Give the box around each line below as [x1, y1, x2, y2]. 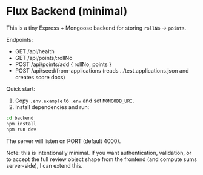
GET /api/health [15, 47, 55, 55]
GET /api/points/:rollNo [15, 54, 73, 61]
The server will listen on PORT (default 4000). [6, 137, 121, 145]
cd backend [6, 115, 34, 121]
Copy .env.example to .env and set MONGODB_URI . [15, 97, 135, 104]
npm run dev [6, 126, 36, 133]
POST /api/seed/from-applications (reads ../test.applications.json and [15, 67, 189, 74]
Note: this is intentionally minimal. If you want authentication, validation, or [6, 149, 192, 156]
